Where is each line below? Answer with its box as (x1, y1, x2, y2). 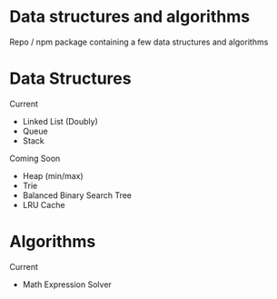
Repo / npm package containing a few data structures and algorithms (9, 36, 269, 47)
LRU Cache (22, 199, 65, 210)
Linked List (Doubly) (22, 115, 98, 126)
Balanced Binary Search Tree (22, 189, 132, 201)
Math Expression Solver (22, 279, 112, 290)
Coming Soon (9, 153, 61, 164)
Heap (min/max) (22, 170, 84, 181)
